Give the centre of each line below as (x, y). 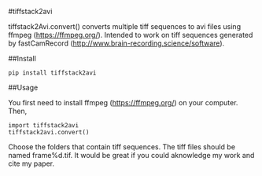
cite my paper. (31, 163)
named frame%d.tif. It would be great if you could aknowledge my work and (131, 155)
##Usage (23, 87)
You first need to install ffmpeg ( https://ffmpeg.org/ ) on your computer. (123, 103)
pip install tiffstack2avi (52, 73)
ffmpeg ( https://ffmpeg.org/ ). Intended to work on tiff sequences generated (131, 35)
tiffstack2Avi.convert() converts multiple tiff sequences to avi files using (125, 26)
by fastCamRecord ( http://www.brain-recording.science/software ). (116, 43)
